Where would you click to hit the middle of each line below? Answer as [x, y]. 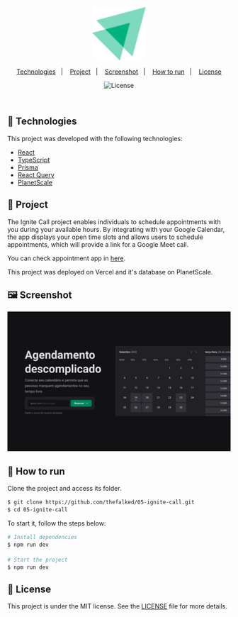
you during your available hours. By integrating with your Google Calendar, [116, 229]
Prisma [28, 167]
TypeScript [34, 160]
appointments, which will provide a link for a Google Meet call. [98, 244]
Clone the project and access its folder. [64, 489]
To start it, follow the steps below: [57, 523]
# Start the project [38, 560]
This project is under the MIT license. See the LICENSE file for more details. [118, 606]
